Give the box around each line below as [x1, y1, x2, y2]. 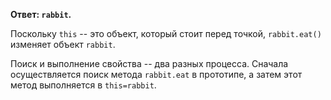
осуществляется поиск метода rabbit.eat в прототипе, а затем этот [10, 69, 303, 80]
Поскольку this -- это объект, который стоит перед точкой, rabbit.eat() [10, 28, 322, 39]
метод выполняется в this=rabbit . [10, 79, 157, 91]
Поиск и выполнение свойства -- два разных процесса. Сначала [10, 58, 289, 69]
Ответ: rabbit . [10, 9, 72, 20]
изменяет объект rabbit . [10, 39, 116, 50]
